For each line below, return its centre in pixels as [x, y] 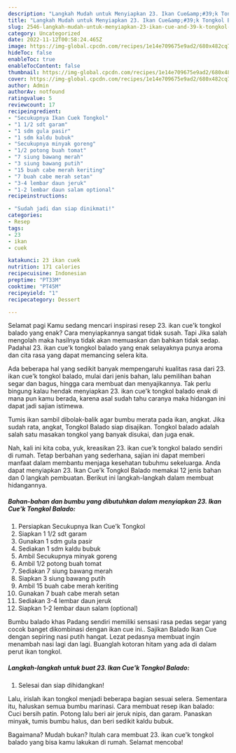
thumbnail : [24, 72]
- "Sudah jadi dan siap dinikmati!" [61, 209]
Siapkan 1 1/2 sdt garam [52, 534]
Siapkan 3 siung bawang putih [62, 579]
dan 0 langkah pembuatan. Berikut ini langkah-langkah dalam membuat [111, 478]
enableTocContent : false [44, 66]
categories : [25, 215]
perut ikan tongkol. [35, 651]
